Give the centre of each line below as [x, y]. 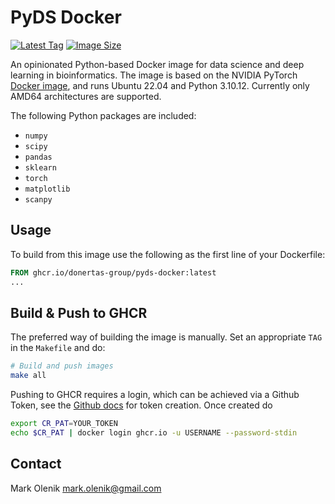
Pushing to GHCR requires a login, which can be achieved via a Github [155, 395]
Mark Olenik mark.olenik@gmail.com [86, 488]
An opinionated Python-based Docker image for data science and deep [157, 64]
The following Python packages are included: [103, 115]
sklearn [40, 167]
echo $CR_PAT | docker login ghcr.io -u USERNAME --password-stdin [154, 432]
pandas [38, 157]
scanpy [38, 199]
